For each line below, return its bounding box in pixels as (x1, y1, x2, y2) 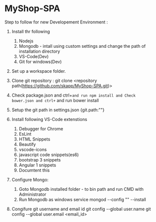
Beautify (19, 141, 36, 147)
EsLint (19, 131, 32, 137)
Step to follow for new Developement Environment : (4, 19, 108, 25)
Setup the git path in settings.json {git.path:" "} (11, 107, 105, 113)
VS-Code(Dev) (19, 53, 49, 59)
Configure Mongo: (11, 177, 49, 182)
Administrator (19, 191, 47, 197)
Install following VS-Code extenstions (11, 116, 87, 122)
